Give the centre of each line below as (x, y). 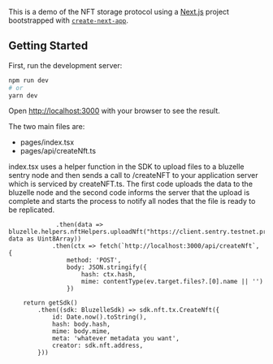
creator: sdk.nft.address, (97, 346)
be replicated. (32, 210)
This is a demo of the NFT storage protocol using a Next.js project (119, 12)
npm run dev (28, 80)
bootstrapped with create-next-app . (68, 20)
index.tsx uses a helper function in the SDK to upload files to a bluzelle (127, 167)
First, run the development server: (65, 65)
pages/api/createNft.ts (58, 151)
